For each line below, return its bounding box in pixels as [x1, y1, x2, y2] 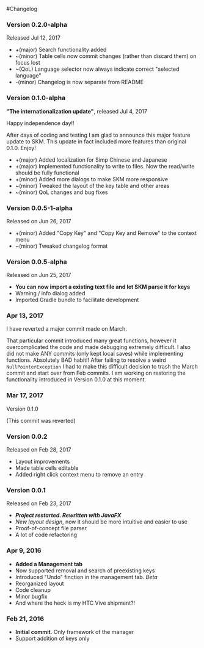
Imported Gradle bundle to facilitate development [15, 296, 139, 304]
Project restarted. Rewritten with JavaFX [15, 512, 122, 519]
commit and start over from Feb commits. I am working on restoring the [6, 369, 186, 377]
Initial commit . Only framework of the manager [15, 628, 134, 635]
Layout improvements [15, 458, 70, 466]
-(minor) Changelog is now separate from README [15, 79, 144, 86]
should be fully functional [15, 169, 79, 176]
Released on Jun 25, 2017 [6, 272, 71, 279]
